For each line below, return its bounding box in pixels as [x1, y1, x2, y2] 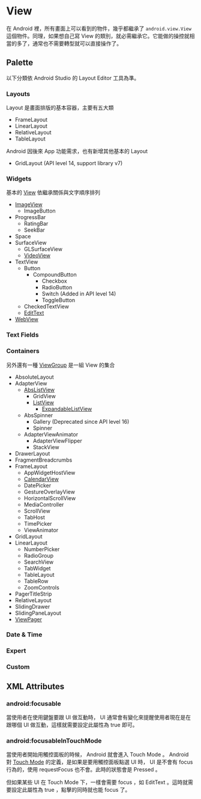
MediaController [23, 501, 64, 508]
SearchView [23, 558, 54, 565]
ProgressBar [14, 214, 46, 221]
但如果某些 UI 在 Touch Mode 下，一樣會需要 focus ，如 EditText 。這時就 [6, 779, 188, 786]
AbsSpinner [23, 411, 53, 418]
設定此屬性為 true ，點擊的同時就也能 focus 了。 [11, 786, 131, 794]
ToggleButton [41, 297, 76, 304]
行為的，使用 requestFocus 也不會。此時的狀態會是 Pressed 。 [6, 766, 161, 773]
